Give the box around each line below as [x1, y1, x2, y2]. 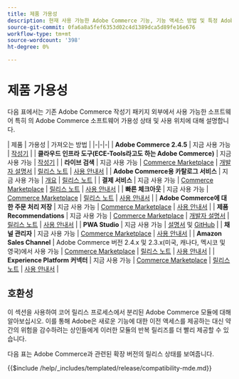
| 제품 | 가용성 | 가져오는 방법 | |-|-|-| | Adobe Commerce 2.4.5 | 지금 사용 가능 [7, 140, 231, 149]
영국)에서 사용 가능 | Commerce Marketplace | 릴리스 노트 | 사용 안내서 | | [7, 247, 216, 255]
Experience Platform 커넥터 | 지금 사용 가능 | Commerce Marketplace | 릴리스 [7, 255, 230, 264]
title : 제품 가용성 [7, 10, 58, 18]
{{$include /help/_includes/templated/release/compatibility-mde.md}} [7, 363, 212, 372]
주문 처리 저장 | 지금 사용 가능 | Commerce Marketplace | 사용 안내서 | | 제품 [14, 202, 229, 210]
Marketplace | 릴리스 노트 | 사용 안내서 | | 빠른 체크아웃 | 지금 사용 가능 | [7, 184, 208, 193]
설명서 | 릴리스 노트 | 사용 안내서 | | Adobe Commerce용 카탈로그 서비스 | [14, 166, 221, 175]
